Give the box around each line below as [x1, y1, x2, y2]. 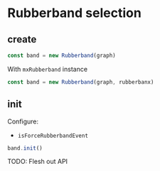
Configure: [7, 117, 39, 126]
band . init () [7, 144, 43, 152]
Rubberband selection [7, 5, 142, 21]
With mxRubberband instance [7, 65, 87, 73]
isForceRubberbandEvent [17, 132, 89, 139]
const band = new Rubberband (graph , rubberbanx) [7, 78, 154, 86]
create [7, 33, 37, 45]
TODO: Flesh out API [7, 158, 68, 166]
